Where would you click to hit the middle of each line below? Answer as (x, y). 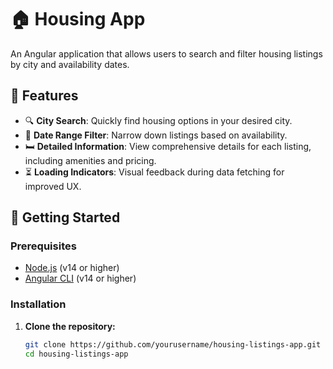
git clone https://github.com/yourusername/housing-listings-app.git (173, 344)
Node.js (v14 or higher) (72, 268)
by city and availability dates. (70, 64)
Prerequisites (43, 246)
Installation (38, 304)
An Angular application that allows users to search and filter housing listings (166, 53)
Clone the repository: (70, 326)
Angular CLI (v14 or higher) (80, 278)
